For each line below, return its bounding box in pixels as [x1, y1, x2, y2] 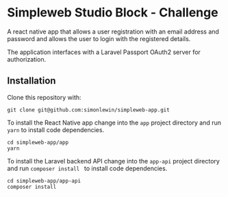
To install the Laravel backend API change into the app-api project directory [7, 157, 220, 165]
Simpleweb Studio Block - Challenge [7, 5, 218, 21]
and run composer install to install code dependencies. [7, 164, 168, 172]
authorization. [7, 55, 47, 63]
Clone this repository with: [7, 93, 81, 101]
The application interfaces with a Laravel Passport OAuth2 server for [7, 48, 201, 56]
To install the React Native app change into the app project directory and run [7, 118, 221, 127]
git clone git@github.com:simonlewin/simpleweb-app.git [7, 106, 170, 114]
